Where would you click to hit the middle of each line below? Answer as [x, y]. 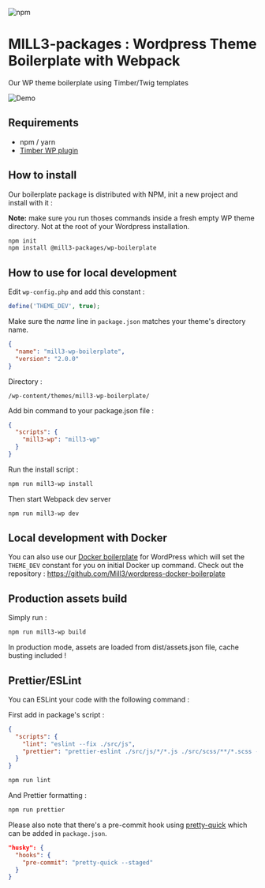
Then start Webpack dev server [60, 499]
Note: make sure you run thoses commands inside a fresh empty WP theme [131, 218]
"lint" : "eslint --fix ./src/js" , [79, 744]
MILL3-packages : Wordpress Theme [132, 44]
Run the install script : [43, 469]
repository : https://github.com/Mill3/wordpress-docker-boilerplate [117, 574]
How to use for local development [93, 273]
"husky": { [26, 848]
